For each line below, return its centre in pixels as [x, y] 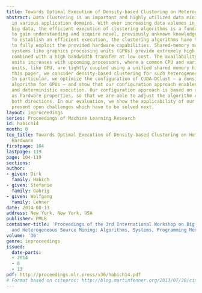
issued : [16, 247]
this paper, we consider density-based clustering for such [88, 73]
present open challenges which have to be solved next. [83, 107]
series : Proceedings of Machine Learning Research [71, 118]
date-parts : [27, 252]
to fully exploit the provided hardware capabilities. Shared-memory [100, 46]
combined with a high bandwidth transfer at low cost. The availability [105, 57]
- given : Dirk [24, 174]
